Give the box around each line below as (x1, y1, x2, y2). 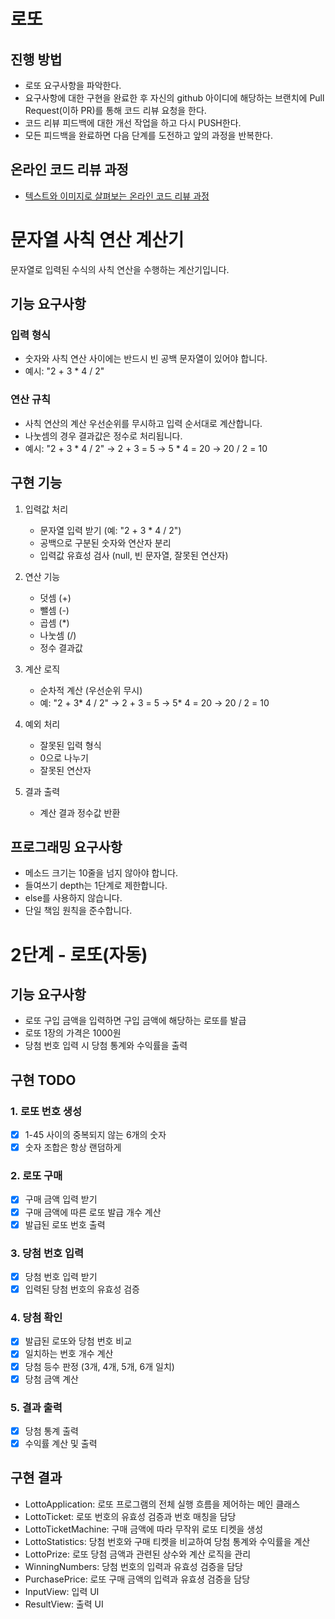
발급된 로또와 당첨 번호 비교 (24, 1335, 133, 1347)
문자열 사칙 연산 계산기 (10, 229, 185, 251)
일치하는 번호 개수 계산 (24, 1348, 114, 1360)
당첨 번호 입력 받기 (24, 1270, 98, 1282)
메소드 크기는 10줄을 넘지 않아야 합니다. (24, 867, 179, 879)
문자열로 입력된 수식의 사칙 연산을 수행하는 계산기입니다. (10, 263, 230, 275)
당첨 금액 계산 (24, 1373, 79, 1385)
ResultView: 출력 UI (24, 1598, 104, 1610)
